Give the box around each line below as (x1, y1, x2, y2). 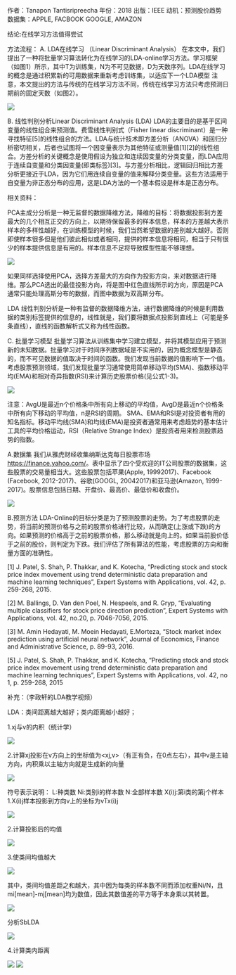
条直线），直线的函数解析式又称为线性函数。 (7, 322, 133, 330)
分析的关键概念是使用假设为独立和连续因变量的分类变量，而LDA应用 (31, 152, 229, 160)
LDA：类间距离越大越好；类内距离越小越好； (7, 708, 137, 716)
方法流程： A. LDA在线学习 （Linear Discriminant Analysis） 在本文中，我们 (7, 45, 225, 53)
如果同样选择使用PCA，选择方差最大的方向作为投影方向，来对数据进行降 (7, 272, 217, 280)
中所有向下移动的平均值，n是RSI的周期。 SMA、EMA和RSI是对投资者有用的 (7, 409, 225, 417)
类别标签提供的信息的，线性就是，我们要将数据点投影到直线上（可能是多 (19, 313, 229, 321)
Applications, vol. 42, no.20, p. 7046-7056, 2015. (7, 614, 149, 622)
